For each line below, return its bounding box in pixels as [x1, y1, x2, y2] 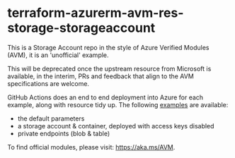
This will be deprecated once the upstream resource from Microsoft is [7, 64, 212, 73]
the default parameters [17, 114, 85, 123]
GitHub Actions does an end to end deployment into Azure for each [7, 93, 204, 102]
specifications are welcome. [7, 79, 90, 87]
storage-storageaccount [7, 20, 156, 36]
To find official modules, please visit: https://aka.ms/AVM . [7, 142, 176, 151]
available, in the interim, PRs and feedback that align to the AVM [7, 72, 195, 80]
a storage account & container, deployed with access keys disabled [17, 121, 214, 130]
